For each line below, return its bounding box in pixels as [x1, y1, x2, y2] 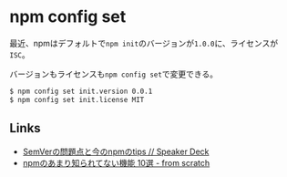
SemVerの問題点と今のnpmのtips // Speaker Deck [22, 146, 210, 157]
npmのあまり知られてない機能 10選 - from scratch [22, 157, 210, 168]
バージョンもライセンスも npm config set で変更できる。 [9, 68, 219, 79]
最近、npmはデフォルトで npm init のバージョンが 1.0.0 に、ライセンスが [9, 37, 279, 48]
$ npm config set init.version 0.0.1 [9, 87, 153, 96]
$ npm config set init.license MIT [9, 95, 145, 104]
